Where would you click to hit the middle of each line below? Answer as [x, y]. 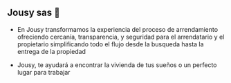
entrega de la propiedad [52, 51]
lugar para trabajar [44, 72]
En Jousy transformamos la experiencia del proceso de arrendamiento [118, 29]
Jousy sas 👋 [34, 13]
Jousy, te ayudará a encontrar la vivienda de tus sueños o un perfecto [117, 65]
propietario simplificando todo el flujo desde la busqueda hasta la [110, 44]
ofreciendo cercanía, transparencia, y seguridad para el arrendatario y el [121, 37]
